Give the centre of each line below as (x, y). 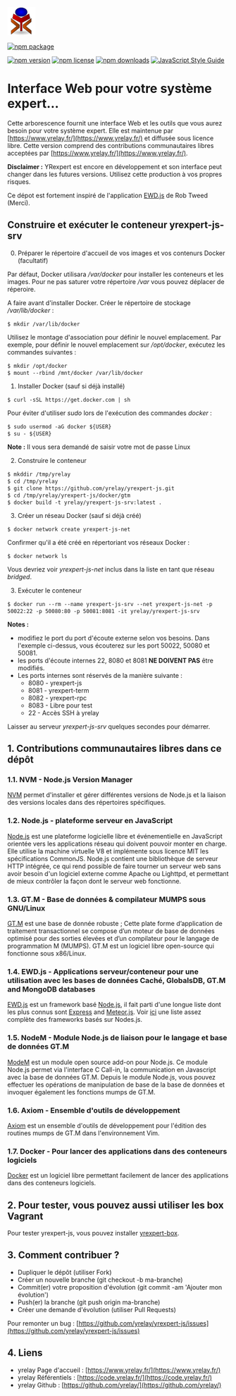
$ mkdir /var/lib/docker (44, 324)
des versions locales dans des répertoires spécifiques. (87, 803)
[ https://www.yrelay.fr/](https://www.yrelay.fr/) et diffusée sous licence (111, 138)
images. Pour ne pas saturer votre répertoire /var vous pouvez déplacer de (116, 281)
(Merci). (19, 203)
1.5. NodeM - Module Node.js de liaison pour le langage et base (117, 1038)
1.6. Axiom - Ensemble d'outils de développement (94, 1110)
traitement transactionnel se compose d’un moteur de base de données (111, 931)
